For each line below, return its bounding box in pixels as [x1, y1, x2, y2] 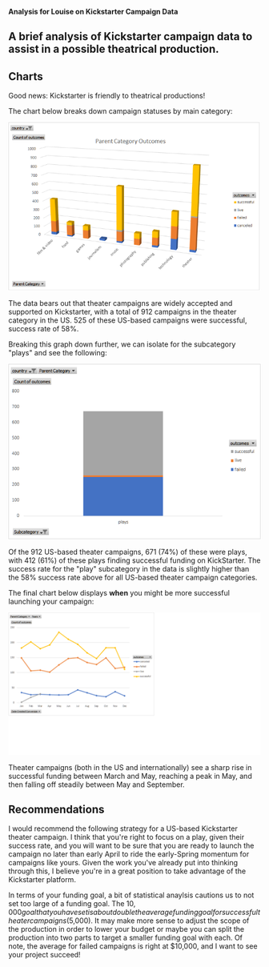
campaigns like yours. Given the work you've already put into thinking [8, 858, 239, 868]
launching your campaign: [8, 596, 94, 607]
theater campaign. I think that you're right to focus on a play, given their [8, 833, 245, 842]
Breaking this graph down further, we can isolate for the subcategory [8, 339, 236, 349]
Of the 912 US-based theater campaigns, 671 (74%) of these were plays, [8, 548, 248, 557]
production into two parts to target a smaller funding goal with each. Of [8, 933, 243, 943]
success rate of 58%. [8, 324, 79, 334]
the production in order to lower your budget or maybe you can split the [8, 925, 245, 934]
